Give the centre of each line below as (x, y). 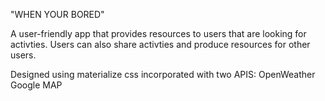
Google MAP (36, 85)
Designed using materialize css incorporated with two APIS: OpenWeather (163, 74)
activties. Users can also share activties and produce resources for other (160, 44)
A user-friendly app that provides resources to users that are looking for (158, 33)
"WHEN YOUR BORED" (57, 14)
